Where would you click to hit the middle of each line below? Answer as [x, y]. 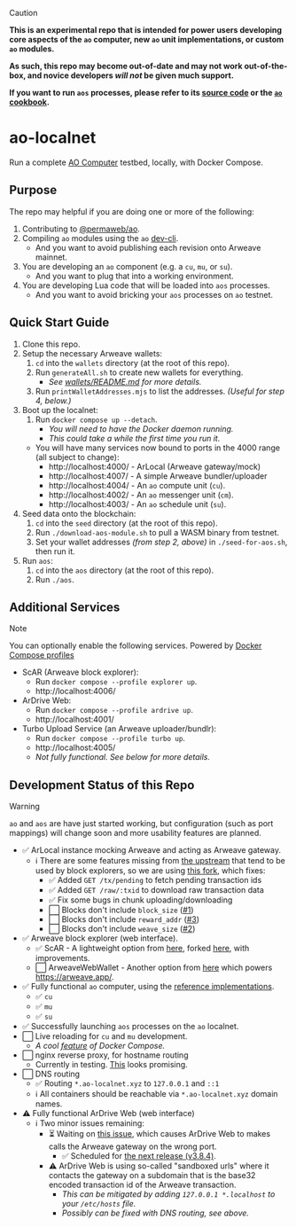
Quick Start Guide [59, 323]
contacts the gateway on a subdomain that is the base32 [152, 1176]
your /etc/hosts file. [99, 1204]
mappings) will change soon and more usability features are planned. [135, 833]
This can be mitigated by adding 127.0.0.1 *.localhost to [168, 1194]
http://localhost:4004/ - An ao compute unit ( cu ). [137, 485]
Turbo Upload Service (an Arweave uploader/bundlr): [119, 729]
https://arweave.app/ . [74, 977]
